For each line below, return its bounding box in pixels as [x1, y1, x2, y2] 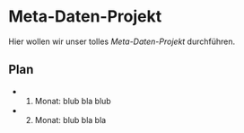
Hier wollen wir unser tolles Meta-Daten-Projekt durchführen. [8, 36, 236, 47]
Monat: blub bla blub [34, 95, 111, 106]
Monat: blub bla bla [34, 114, 107, 125]
